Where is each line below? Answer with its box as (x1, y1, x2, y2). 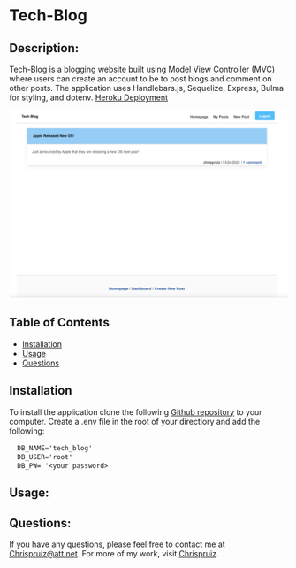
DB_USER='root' (17, 452, 73, 461)
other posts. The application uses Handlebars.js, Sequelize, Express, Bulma (9, 83, 285, 93)
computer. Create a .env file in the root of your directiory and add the (9, 416, 261, 426)
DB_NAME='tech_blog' (17, 443, 93, 452)
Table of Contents (9, 315, 110, 330)
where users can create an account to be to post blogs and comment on (9, 73, 272, 84)
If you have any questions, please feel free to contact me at (9, 539, 225, 549)
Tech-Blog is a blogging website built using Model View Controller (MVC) (9, 64, 276, 74)
